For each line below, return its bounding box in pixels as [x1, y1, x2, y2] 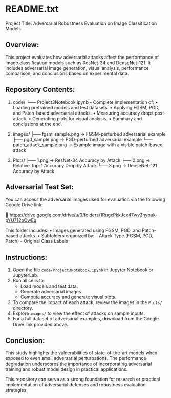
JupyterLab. [12, 272, 38, 278]
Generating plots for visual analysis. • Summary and [32, 115, 142, 121]
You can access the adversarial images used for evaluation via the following [5, 196, 165, 203]
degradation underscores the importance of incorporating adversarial [5, 361, 152, 367]
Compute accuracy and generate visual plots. [20, 294, 117, 300]
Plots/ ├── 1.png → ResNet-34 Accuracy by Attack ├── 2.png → [12, 157, 151, 163]
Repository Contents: [5, 85, 75, 94]
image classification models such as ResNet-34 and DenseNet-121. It [5, 60, 151, 66]
